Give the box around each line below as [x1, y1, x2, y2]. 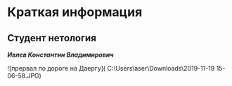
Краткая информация [7, 4, 143, 20]
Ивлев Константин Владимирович [7, 50, 114, 59]
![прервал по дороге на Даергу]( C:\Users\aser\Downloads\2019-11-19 [7, 64, 215, 72]
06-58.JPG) [7, 71, 42, 80]
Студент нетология [7, 32, 97, 44]
